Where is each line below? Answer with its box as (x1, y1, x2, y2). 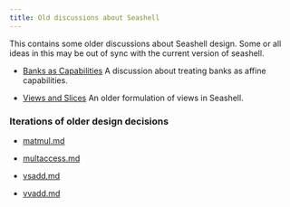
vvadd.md (22, 187, 61, 199)
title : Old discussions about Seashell (9, 13, 160, 23)
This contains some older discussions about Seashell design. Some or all (9, 38, 282, 49)
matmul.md (22, 135, 65, 146)
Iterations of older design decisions (9, 115, 169, 127)
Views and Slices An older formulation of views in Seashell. (22, 92, 244, 103)
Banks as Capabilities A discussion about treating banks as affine (22, 65, 266, 76)
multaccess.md (22, 153, 81, 164)
